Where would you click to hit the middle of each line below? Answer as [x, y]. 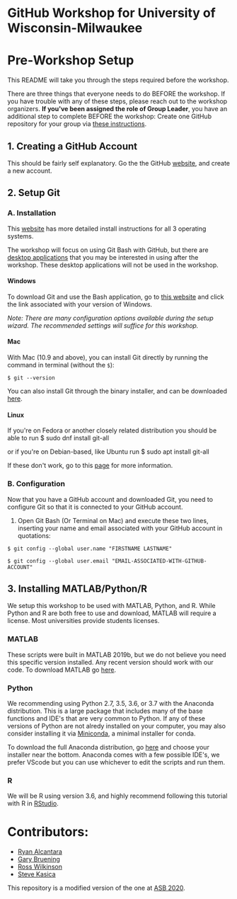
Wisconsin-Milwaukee [75, 28]
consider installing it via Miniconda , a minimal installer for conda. [102, 733]
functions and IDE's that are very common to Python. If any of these [106, 718]
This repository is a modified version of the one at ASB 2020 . [96, 888]
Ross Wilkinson [40, 867]
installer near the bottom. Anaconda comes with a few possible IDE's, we [114, 755]
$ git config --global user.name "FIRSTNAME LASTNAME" [90, 549]
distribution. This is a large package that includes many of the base [105, 711]
